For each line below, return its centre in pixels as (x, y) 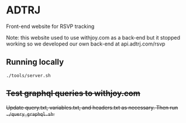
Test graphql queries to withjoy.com (73, 94)
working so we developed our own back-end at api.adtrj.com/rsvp (86, 44)
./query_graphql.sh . (30, 114)
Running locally (35, 62)
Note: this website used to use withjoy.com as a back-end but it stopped (93, 37)
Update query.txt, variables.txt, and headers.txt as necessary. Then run (92, 107)
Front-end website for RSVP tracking (50, 26)
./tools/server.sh (28, 75)
